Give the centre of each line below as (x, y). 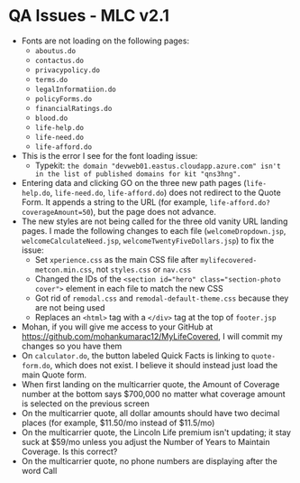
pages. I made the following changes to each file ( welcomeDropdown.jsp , (154, 230)
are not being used (70, 307)
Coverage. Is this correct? (69, 451)
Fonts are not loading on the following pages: (105, 41)
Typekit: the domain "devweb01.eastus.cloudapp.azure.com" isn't (158, 165)
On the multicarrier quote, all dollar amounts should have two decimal (150, 413)
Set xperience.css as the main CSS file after (117, 259)
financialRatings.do (73, 108)
